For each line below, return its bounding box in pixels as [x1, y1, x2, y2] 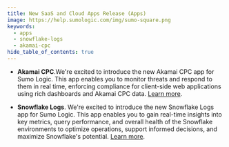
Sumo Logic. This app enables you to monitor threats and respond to [17, 75, 212, 83]
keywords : [7, 23, 36, 30]
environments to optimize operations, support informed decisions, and [17, 125, 217, 133]
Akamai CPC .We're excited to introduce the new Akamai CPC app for [17, 67, 215, 76]
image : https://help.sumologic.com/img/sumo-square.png [7, 17, 171, 23]
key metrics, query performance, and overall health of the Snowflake [17, 117, 213, 126]
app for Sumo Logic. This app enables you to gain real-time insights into [17, 110, 222, 118]
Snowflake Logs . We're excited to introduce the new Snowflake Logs [17, 103, 215, 111]
